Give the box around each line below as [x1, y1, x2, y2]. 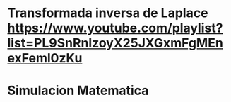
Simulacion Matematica [7, 83, 149, 98]
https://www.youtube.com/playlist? [7, 20, 223, 36]
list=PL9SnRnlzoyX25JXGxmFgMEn [7, 35, 224, 51]
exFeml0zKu [7, 50, 83, 67]
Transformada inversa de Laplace [7, 5, 208, 21]
